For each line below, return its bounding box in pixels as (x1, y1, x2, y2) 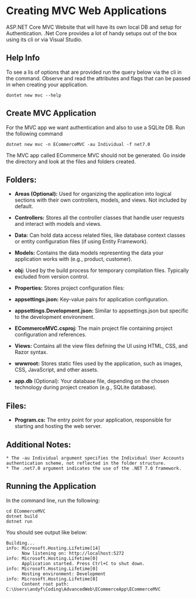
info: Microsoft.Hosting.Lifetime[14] (6, 545, 101, 551)
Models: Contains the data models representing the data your (14, 249, 164, 256)
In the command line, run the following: (6, 497, 101, 504)
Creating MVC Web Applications (6, 4, 167, 18)
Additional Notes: (6, 440, 71, 450)
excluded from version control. (14, 273, 89, 280)
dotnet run (6, 518, 33, 524)
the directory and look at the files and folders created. (6, 158, 136, 165)
